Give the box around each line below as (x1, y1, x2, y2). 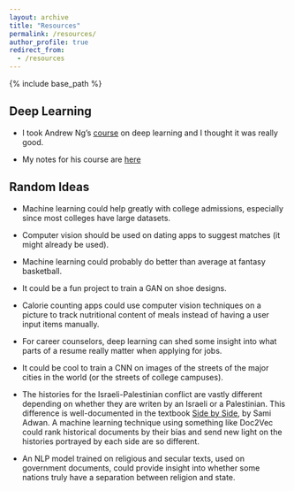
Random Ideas (9, 180, 90, 195)
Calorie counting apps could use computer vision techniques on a (21, 300, 262, 311)
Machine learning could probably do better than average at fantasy (21, 256, 267, 266)
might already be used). (21, 239, 109, 249)
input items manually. (21, 318, 100, 329)
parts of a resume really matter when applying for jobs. (21, 345, 222, 356)
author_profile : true (9, 37, 89, 47)
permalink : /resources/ (9, 29, 97, 38)
